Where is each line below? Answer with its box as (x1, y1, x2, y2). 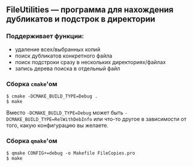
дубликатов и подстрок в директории (6, 14, 156, 25)
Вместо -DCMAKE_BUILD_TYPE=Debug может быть (6, 109, 124, 116)
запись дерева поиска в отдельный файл (14, 65, 120, 72)
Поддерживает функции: (6, 32, 85, 41)
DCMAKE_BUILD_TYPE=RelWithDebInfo (6, 116, 93, 122)
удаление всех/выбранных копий (14, 45, 101, 53)
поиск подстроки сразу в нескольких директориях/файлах (14, 58, 166, 65)
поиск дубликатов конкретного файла (14, 52, 113, 59)
